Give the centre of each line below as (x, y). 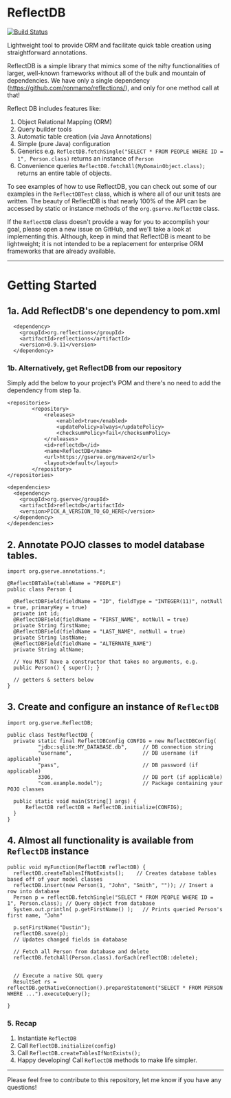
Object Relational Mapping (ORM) (64, 121)
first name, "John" (35, 915)
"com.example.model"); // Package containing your (130, 783)
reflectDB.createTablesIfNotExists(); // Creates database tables (115, 873)
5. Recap (22, 1023)
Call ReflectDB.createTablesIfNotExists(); (79, 1053)
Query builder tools (44, 129)
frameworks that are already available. (61, 251)
